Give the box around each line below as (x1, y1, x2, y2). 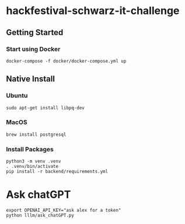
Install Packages (6, 145, 54, 153)
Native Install (6, 74, 55, 84)
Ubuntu (6, 92, 28, 100)
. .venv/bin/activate (6, 164, 59, 170)
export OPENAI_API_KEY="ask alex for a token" (6, 208, 121, 213)
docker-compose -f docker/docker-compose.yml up (6, 58, 127, 64)
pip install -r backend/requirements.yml (6, 168, 109, 175)
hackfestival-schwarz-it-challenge (6, 4, 180, 18)
